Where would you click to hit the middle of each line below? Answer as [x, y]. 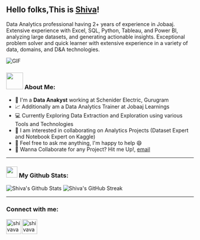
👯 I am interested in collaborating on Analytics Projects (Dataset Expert [101, 131]
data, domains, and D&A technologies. [53, 49]
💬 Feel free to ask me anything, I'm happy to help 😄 [78, 143]
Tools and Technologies [44, 124]
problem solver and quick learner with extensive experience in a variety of [97, 43]
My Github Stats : [44, 176]
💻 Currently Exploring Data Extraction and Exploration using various [99, 116]
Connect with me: [32, 209]
